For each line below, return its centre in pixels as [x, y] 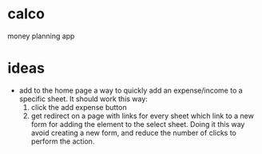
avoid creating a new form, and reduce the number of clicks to [134, 132]
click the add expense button [79, 107]
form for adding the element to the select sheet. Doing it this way [138, 124]
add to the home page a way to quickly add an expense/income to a [131, 90]
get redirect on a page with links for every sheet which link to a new [143, 116]
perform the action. [63, 141]
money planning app [41, 36]
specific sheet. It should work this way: [83, 99]
